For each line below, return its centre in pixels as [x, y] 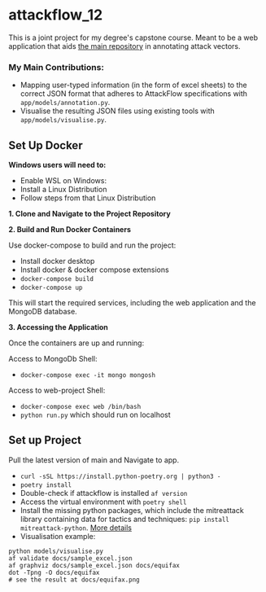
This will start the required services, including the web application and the [132, 303]
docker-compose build [57, 279]
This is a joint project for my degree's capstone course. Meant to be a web [133, 37]
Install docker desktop [57, 261]
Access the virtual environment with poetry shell [103, 502]
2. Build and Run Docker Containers [70, 230]
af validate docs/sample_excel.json [70, 558]
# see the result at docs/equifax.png [74, 580]
